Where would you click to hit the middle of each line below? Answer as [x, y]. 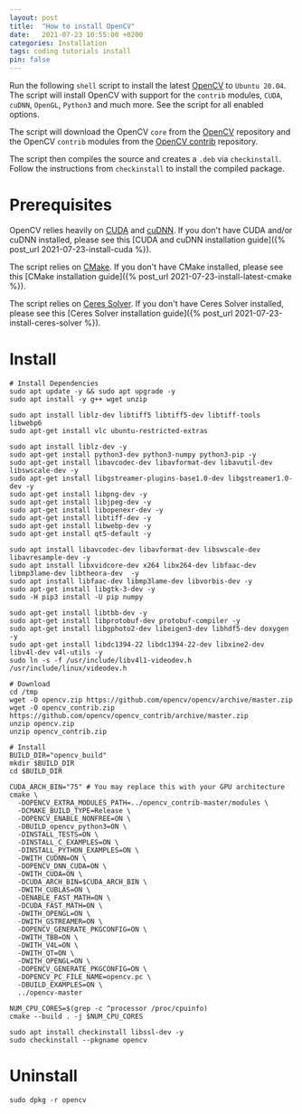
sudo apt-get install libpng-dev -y [78, 494]
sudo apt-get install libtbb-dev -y [78, 613]
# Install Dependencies [54, 383]
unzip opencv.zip [42, 723]
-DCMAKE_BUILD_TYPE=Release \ [74, 810]
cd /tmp [24, 692]
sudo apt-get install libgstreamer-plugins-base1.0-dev [117, 478]
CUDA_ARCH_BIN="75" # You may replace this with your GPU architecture [147, 787]
